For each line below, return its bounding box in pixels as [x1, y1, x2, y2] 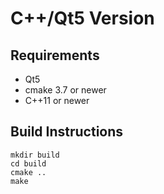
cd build [10, 158, 47, 169]
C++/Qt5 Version [10, 7, 155, 30]
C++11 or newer [24, 95, 90, 106]
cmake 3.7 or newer [24, 84, 107, 96]
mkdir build [10, 150, 60, 160]
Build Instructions [10, 123, 124, 141]
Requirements [10, 47, 100, 64]
